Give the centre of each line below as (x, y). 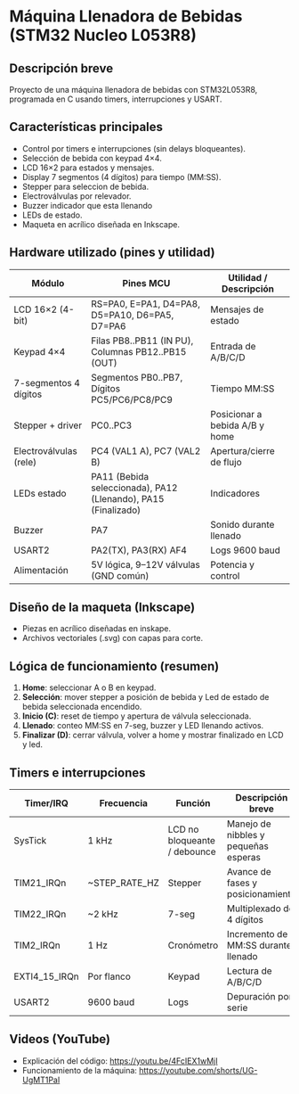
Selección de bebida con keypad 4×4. (92, 158)
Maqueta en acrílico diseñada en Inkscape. (101, 224)
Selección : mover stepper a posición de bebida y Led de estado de (145, 697)
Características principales (86, 127)
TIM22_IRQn (40, 914)
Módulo (48, 283)
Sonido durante (242, 524)
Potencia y (233, 564)
